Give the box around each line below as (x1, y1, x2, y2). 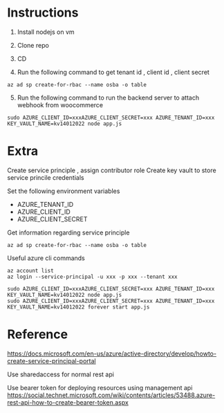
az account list (7, 267, 54, 274)
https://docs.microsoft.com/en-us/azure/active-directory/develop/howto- (7, 349, 216, 358)
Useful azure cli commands (7, 254, 85, 262)
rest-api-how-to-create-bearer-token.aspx (7, 398, 129, 406)
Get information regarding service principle (7, 228, 130, 237)
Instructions (7, 5, 79, 21)
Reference (7, 327, 68, 342)
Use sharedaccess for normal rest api (7, 370, 114, 378)
